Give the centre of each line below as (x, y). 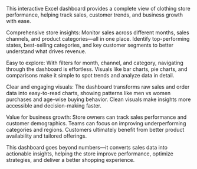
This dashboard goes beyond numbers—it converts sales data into (87, 147)
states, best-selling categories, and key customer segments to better (90, 45)
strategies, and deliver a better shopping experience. (70, 160)
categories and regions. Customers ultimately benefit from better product (95, 130)
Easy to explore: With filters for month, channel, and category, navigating (95, 63)
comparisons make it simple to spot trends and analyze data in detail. (90, 75)
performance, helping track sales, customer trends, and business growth (95, 15)
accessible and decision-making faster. (54, 105)
